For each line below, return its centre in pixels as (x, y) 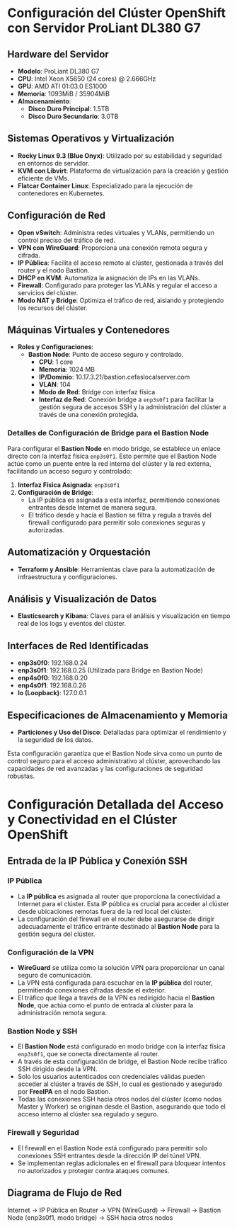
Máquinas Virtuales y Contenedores (89, 330)
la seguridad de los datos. (55, 739)
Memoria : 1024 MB (67, 370)
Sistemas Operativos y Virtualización (91, 138)
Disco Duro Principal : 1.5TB (69, 109)
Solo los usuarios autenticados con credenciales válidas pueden (111, 1077)
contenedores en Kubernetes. (61, 193)
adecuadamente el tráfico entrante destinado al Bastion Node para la (118, 926)
